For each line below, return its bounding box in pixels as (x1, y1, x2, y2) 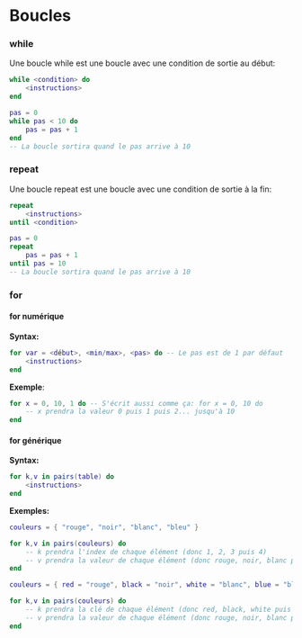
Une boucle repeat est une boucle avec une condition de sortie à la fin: (9, 184, 272, 194)
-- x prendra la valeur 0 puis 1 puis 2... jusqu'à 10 (25, 407, 235, 417)
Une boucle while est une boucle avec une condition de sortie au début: (9, 58, 276, 68)
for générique (9, 435, 62, 445)
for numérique (9, 311, 65, 322)
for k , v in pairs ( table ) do (9, 472, 115, 481)
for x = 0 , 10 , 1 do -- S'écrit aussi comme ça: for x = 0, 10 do (9, 399, 263, 408)
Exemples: (9, 505, 49, 516)
